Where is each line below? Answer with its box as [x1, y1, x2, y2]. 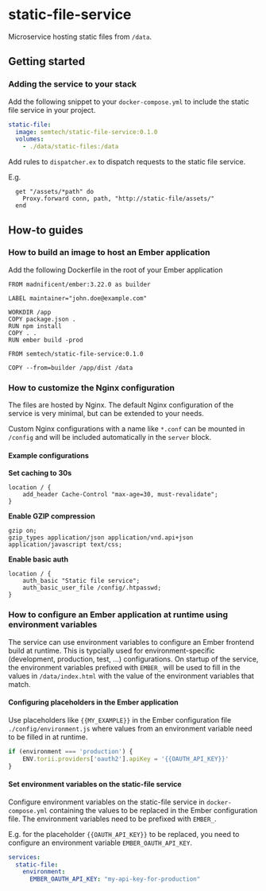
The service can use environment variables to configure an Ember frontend [8, 637, 255, 646]
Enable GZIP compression [8, 511, 95, 521]
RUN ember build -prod [8, 336, 83, 344]
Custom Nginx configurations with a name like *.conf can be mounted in [8, 424, 245, 434]
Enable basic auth [8, 554, 69, 565]
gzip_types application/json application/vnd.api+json [8, 534, 194, 542]
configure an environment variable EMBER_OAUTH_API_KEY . [8, 838, 193, 847]
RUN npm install [8, 322, 62, 330]
